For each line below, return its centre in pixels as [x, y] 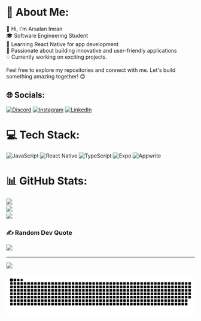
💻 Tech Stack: [43, 135]
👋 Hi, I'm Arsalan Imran [34, 29]
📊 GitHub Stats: [47, 181]
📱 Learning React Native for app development [62, 44]
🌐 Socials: [26, 95]
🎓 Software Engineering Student [47, 35]
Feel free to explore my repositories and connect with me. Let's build [91, 70]
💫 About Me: [38, 12]
